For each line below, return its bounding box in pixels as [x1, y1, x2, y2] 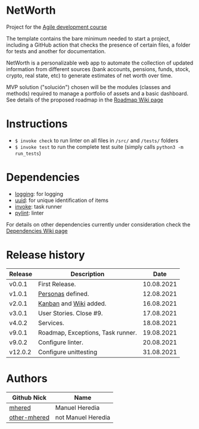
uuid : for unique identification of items [14, 197, 109, 204]
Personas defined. [38, 289, 89, 298]
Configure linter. [38, 338, 83, 347]
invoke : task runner [14, 203, 63, 210]
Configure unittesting [38, 348, 98, 356]
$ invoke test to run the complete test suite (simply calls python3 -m [14, 143, 184, 150]
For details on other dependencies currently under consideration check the [6, 220, 191, 228]
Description [70, 269, 105, 278]
